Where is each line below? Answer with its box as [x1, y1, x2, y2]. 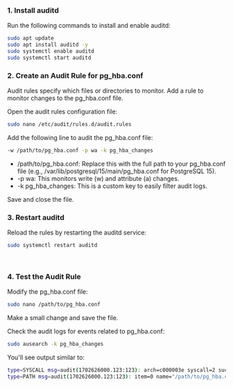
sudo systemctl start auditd [7, 54, 92, 61]
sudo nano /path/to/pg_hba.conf [7, 301, 101, 308]
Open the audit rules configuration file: [7, 107, 118, 116]
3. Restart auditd [7, 212, 64, 222]
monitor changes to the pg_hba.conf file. [7, 94, 123, 102]
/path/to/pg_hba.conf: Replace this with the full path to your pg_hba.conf [17, 159, 226, 168]
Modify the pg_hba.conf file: [7, 287, 88, 296]
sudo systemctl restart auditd [7, 242, 98, 249]
